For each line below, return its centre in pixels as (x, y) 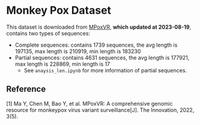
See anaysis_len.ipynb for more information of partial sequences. (105, 70)
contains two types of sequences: (48, 33)
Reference (26, 89)
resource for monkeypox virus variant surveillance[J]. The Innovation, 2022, (100, 110)
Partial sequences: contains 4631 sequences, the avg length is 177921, (102, 57)
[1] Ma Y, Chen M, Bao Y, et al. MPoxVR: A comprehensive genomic (89, 103)
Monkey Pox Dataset (59, 10)
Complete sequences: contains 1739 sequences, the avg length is (96, 45)
